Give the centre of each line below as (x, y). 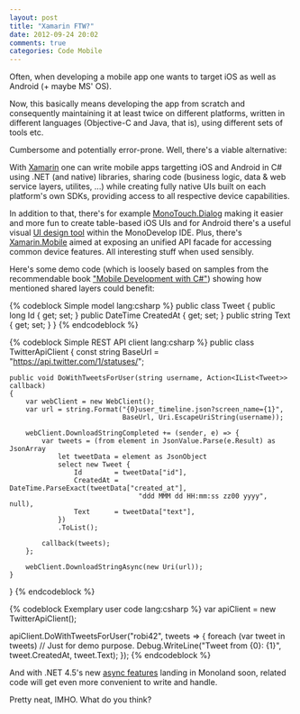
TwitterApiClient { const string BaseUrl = (84, 352)
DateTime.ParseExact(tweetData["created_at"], (98, 488)
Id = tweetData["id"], (130, 473)
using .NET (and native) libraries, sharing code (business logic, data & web (148, 177)
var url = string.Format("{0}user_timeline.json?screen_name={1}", (155, 410)
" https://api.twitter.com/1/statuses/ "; (77, 362)
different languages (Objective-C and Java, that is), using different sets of (146, 123)
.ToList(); (78, 528)
